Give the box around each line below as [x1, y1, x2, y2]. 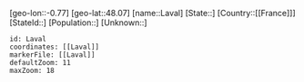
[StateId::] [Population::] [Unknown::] [9, 17, 147, 28]
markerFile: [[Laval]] [9, 50, 96, 59]
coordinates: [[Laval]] [9, 42, 100, 51]
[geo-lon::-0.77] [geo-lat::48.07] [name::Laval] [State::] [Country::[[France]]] [9, 8, 296, 18]
